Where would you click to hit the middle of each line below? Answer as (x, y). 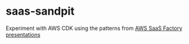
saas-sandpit (40, 11)
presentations (23, 34)
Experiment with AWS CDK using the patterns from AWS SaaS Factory (94, 28)
